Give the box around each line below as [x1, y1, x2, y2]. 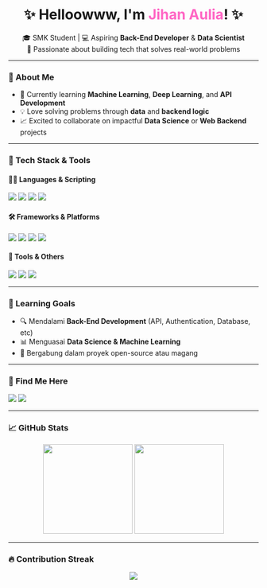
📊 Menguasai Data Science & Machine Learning [19, 337, 181, 347]
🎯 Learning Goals [8, 298, 75, 309]
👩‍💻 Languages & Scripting [8, 174, 96, 184]
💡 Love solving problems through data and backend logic [19, 107, 210, 116]
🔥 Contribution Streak [8, 553, 95, 564]
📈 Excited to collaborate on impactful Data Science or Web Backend [19, 116, 247, 126]
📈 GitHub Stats [8, 423, 69, 434]
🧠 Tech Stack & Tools [8, 155, 91, 166]
